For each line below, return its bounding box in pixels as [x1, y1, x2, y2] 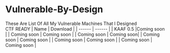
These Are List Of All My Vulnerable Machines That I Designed [5, 20, 137, 26]
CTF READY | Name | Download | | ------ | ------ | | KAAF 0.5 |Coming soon [5, 25, 165, 32]
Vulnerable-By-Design [5, 4, 103, 15]
